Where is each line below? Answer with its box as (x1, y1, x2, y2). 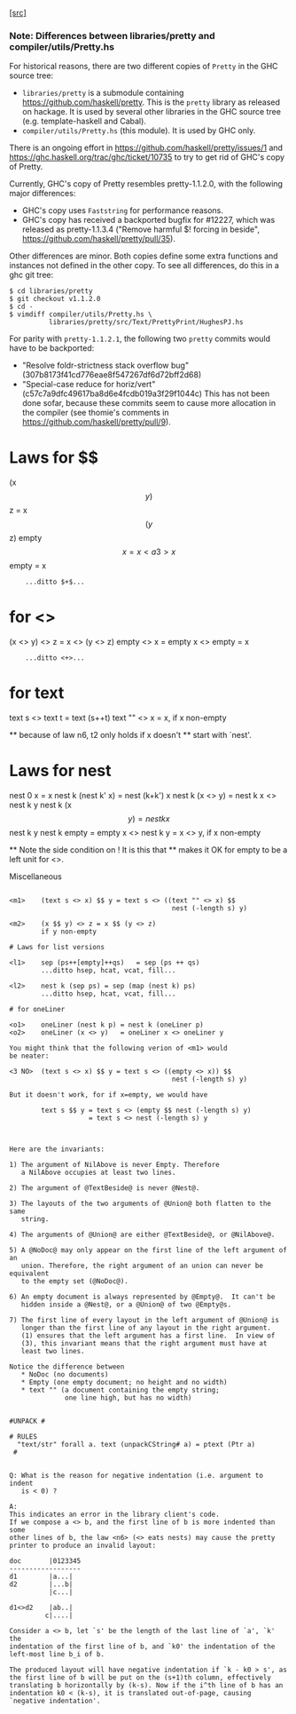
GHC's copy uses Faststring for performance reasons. (21, 205, 224, 216)
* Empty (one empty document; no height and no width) (20, 1378, 228, 1387)
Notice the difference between (9, 1362, 125, 1371)
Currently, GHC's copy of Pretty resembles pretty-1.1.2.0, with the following (9, 179, 284, 189)
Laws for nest (9, 761, 112, 781)
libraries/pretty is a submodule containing (21, 88, 184, 99)
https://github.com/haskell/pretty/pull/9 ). (21, 417, 171, 427)
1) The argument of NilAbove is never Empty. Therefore (9, 1161, 220, 1170)
